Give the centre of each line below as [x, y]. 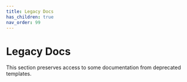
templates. [19, 74]
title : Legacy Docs [30, 11]
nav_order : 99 [24, 22]
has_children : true [30, 17]
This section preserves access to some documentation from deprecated [93, 67]
